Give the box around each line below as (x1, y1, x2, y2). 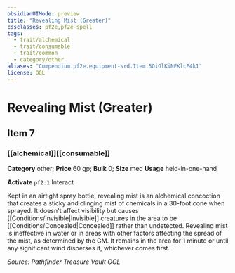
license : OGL (7, 69, 46, 76)
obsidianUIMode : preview (7, 10, 80, 18)
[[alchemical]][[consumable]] (7, 148, 111, 158)
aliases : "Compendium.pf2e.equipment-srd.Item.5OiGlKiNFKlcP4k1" (7, 63, 202, 70)
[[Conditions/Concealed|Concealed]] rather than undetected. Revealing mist (7, 222, 228, 230)
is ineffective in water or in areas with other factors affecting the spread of (7, 229, 222, 238)
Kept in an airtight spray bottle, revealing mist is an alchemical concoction (7, 191, 221, 201)
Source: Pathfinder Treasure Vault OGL (7, 258, 121, 266)
